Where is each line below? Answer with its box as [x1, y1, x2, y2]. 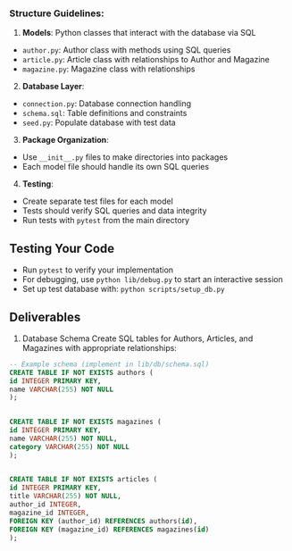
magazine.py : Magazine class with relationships [21, 63, 196, 74]
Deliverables [9, 309, 81, 324]
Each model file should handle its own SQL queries [21, 162, 210, 172]
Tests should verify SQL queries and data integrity [21, 205, 207, 216]
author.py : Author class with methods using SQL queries [21, 45, 231, 55]
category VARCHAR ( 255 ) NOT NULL [9, 442, 129, 451]
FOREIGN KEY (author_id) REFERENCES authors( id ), [9, 516, 198, 525]
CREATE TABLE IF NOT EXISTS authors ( [9, 368, 154, 377]
